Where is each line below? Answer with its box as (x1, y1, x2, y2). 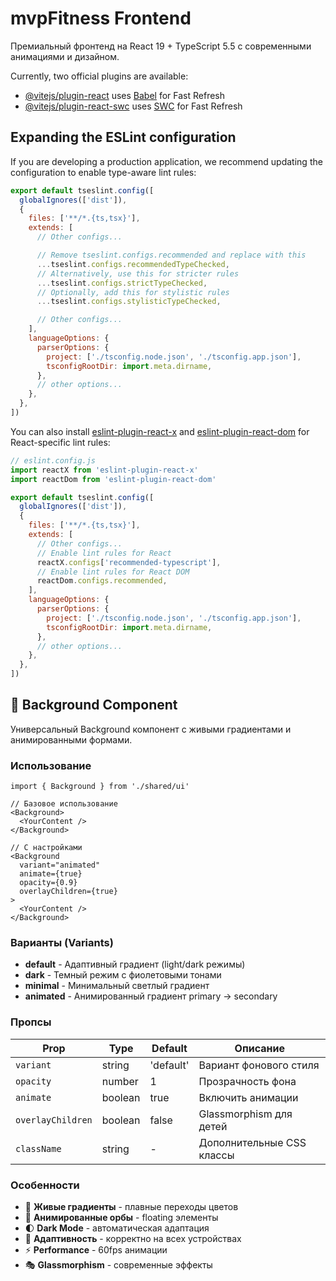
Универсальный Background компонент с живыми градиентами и (10, 723, 292, 735)
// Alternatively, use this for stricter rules (36, 268, 240, 279)
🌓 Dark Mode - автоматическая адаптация (24, 1222, 210, 1234)
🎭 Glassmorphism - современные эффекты (24, 1259, 213, 1271)
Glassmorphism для (198, 1107, 293, 1121)
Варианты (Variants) (10, 936, 114, 950)
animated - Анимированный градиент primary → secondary (24, 990, 278, 1002)
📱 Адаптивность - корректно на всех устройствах (24, 1233, 242, 1244)
